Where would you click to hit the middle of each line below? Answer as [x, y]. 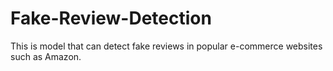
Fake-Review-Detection [111, 18]
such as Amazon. [46, 56]
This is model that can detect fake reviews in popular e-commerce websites [166, 46]
